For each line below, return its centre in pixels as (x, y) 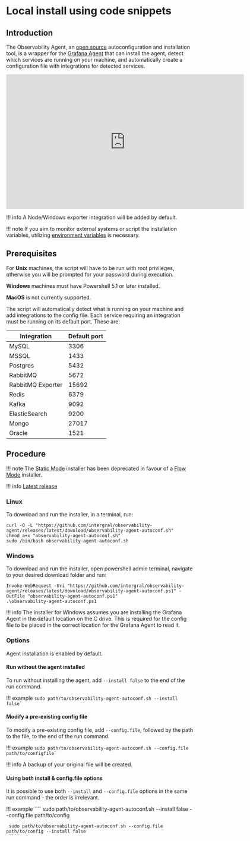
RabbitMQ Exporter (36, 385)
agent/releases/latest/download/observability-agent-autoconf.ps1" (91, 591)
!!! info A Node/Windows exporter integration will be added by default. (92, 217)
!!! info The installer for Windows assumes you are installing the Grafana (94, 612)
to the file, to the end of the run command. (58, 736)
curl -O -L (20, 525)
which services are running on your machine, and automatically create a (94, 60)
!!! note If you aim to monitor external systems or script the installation (91, 229)
